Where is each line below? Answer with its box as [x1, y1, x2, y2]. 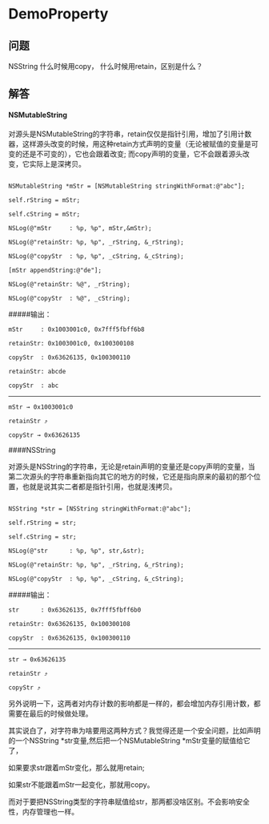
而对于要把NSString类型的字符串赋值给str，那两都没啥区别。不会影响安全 [8, 797, 250, 806]
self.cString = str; [8, 532, 78, 541]
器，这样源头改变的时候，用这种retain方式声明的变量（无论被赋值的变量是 [8, 139, 252, 148]
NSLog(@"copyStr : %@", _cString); [8, 294, 130, 302]
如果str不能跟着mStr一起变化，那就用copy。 [8, 779, 155, 790]
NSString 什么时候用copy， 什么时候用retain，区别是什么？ [8, 62, 203, 71]
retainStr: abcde [8, 367, 66, 375]
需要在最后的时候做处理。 [8, 709, 93, 718]
